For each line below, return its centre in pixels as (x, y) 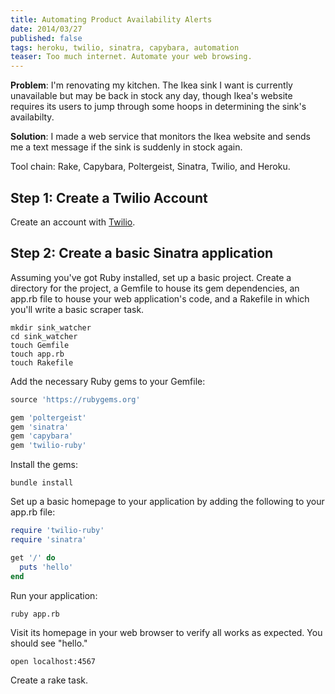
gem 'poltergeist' (48, 417)
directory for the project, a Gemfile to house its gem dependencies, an (155, 288)
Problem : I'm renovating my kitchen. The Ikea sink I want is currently (151, 85)
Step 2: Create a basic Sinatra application (142, 253)
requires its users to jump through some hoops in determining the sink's (158, 107)
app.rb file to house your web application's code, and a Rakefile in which (160, 298)
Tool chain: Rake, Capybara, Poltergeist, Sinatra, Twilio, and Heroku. (150, 167)
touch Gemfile (40, 345)
